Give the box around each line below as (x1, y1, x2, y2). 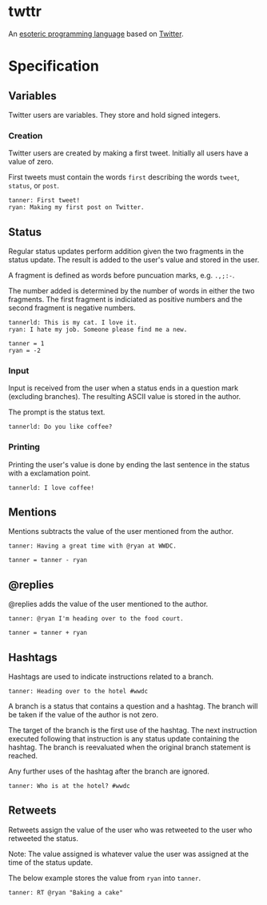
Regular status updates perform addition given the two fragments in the (8, 247, 244, 257)
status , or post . (8, 181, 60, 191)
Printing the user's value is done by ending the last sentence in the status (8, 459, 250, 469)
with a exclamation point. (8, 468, 90, 478)
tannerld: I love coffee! (8, 483, 94, 491)
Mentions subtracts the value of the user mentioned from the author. (8, 527, 234, 536)
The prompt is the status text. (8, 407, 106, 417)
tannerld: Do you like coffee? (8, 423, 113, 431)
